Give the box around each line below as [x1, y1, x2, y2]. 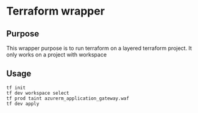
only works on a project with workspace [6, 51, 107, 58]
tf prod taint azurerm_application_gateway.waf [6, 95, 130, 101]
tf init [6, 84, 26, 91]
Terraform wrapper [6, 4, 105, 18]
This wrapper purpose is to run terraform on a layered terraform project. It [6, 44, 192, 52]
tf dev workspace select [6, 90, 69, 96]
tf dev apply [6, 100, 40, 107]
